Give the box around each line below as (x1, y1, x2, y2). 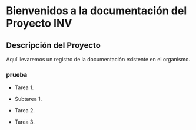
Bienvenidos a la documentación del (6, 4, 187, 18)
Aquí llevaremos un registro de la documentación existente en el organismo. (6, 56, 190, 63)
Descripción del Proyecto (6, 40, 101, 50)
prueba (6, 70, 28, 79)
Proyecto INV (6, 17, 72, 30)
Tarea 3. (14, 118, 35, 125)
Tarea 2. (14, 107, 35, 114)
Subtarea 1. (14, 96, 42, 103)
